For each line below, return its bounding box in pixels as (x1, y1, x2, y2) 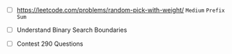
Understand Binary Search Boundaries (16, 26, 127, 34)
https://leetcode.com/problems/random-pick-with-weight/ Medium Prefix (16, 6, 225, 14)
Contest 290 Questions (16, 39, 84, 48)
